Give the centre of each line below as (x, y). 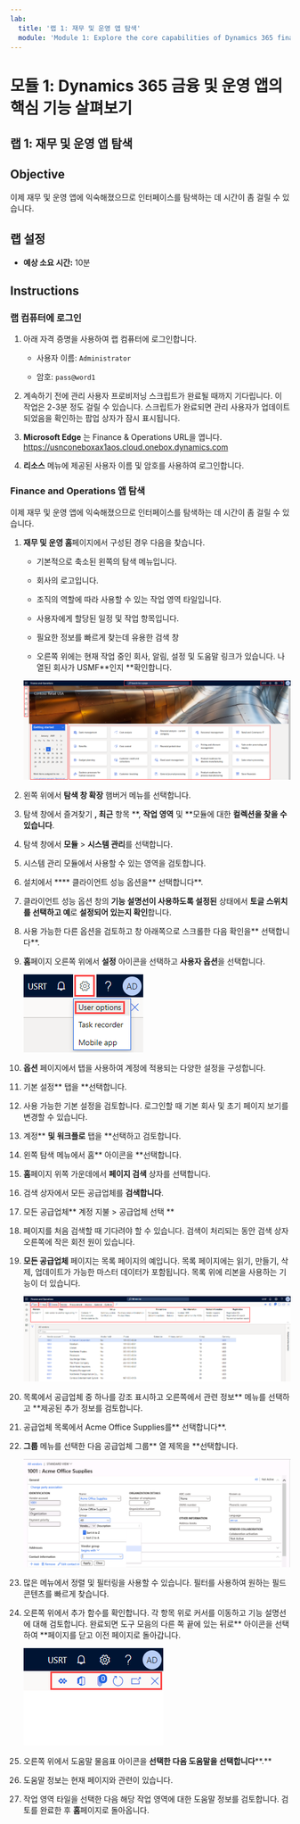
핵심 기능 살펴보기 (71, 108)
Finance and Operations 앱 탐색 (78, 491)
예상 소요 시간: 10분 (57, 262)
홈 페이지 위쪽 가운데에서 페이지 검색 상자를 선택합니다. (117, 1174)
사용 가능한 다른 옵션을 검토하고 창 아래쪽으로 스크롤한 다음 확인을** (141, 932)
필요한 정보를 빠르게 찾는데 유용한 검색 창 (108, 637)
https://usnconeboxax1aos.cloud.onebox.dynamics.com (126, 447)
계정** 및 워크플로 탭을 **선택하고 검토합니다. (102, 1136)
